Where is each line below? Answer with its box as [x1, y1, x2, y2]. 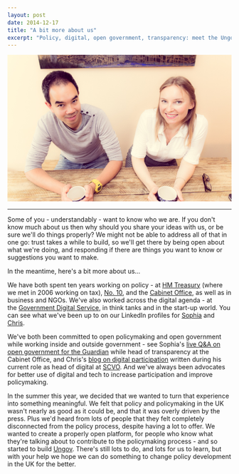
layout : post [7, 11, 46, 19]
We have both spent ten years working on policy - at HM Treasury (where [7, 280, 223, 289]
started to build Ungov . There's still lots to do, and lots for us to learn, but [7, 444, 222, 453]
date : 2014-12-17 [7, 19, 59, 26]
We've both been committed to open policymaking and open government [7, 332, 222, 341]
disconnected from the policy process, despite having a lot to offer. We [7, 421, 216, 431]
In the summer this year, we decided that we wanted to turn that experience [7, 391, 230, 400]
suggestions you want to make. [7, 253, 100, 262]
